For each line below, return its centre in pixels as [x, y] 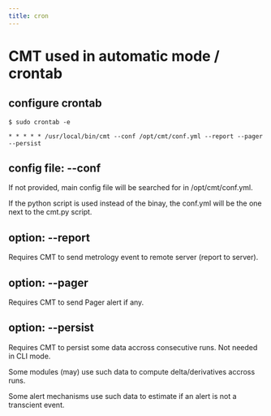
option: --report [49, 238]
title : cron [28, 16]
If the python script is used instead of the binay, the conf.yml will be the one [135, 203]
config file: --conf [55, 169]
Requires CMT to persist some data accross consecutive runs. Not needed [133, 347]
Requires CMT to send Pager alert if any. [76, 302]
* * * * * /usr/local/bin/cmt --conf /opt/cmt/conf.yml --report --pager [136, 136]
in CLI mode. [30, 356]
